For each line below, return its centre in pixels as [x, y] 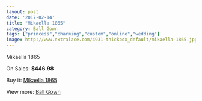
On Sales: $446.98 [30, 69]
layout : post [23, 12]
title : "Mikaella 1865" [36, 23]
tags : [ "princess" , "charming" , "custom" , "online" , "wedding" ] [83, 34]
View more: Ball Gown [34, 92]
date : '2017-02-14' [31, 17]
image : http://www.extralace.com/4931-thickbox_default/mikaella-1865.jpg [102, 40]
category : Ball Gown [32, 29]
